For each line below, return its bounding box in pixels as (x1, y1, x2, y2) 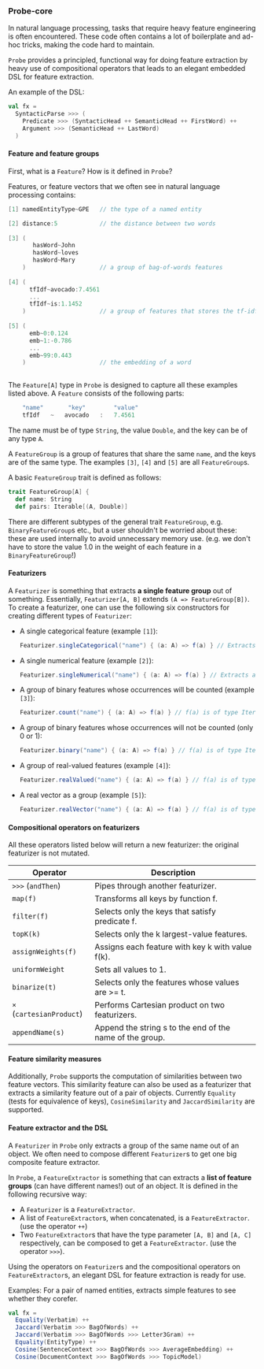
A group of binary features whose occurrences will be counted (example (19, 685, 255, 695)
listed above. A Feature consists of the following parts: (8, 388, 185, 399)
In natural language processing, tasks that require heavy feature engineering (8, 24, 256, 33)
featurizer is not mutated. (8, 848, 90, 858)
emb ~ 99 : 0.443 (28, 351, 72, 359)
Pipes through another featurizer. (94, 881, 218, 892)
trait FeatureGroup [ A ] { (8, 488, 90, 495)
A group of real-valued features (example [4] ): (19, 761, 171, 770)
